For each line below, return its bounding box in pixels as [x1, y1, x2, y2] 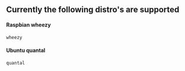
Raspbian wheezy [6, 21, 52, 28]
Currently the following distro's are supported [6, 5, 180, 15]
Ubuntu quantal [6, 47, 46, 54]
